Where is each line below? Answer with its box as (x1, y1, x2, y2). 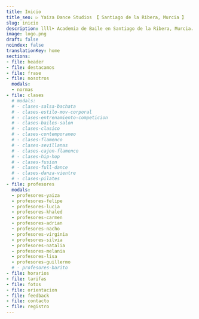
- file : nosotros (6, 75, 50, 81)
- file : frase (6, 70, 42, 76)
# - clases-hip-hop (11, 153, 60, 159)
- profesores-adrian (11, 220, 63, 226)
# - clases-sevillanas (11, 142, 68, 148)
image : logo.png (6, 31, 47, 37)
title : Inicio (6, 8, 42, 15)
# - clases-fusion (11, 159, 58, 165)
